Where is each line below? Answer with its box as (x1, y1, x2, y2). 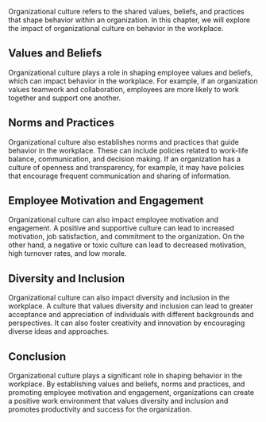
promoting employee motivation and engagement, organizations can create (8, 388, 255, 397)
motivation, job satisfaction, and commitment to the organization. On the (8, 232, 245, 242)
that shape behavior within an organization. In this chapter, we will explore (8, 15, 251, 25)
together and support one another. (8, 93, 121, 103)
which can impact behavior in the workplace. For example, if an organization (8, 75, 258, 86)
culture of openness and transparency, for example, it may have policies (8, 162, 245, 172)
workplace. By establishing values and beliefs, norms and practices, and (8, 379, 245, 389)
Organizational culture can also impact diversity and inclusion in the (8, 293, 230, 303)
